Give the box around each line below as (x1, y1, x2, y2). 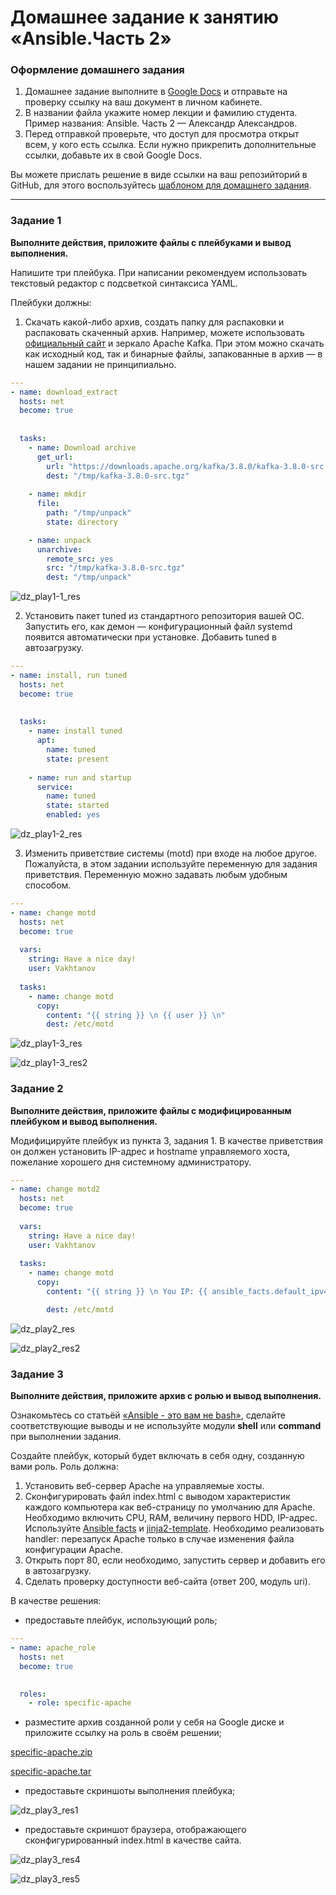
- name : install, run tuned (10, 671, 128, 681)
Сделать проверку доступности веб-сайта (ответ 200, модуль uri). (24, 1576, 312, 1588)
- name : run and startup (28, 772, 132, 783)
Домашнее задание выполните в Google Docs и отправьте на (24, 86, 288, 98)
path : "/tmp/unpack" (46, 508, 132, 518)
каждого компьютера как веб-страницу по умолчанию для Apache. (24, 1501, 316, 1513)
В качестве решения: (10, 1595, 102, 1607)
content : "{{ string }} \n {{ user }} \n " (46, 1010, 226, 1020)
